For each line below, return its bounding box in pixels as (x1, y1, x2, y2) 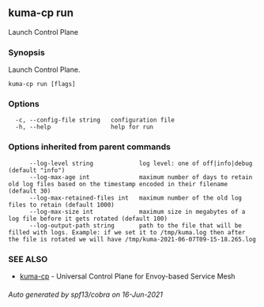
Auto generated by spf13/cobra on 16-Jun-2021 (8, 290, 164, 299)
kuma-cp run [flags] (8, 80, 77, 88)
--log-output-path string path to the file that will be (28, 221, 243, 230)
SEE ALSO (8, 253, 48, 264)
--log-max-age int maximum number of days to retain (28, 173, 253, 181)
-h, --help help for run (15, 123, 154, 131)
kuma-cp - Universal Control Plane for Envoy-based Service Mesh (19, 271, 236, 281)
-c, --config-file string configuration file (15, 116, 175, 125)
